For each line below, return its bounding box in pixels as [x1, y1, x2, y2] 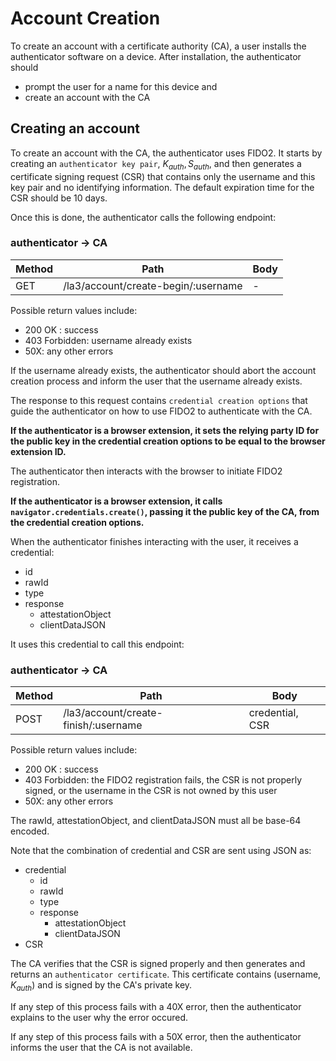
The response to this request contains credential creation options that [10, 394, 308, 406]
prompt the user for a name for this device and [24, 80, 218, 92]
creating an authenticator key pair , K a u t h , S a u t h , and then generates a [10, 157, 302, 172]
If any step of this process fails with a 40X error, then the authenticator [10, 1000, 302, 1012]
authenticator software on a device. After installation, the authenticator [10, 50, 302, 62]
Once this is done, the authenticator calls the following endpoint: [10, 211, 277, 223]
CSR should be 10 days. [10, 192, 108, 204]
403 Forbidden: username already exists [24, 334, 193, 346]
